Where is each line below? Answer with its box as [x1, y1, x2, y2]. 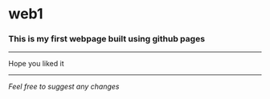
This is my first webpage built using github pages [8, 34, 206, 45]
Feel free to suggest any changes [8, 81, 120, 92]
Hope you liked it [8, 59, 64, 69]
